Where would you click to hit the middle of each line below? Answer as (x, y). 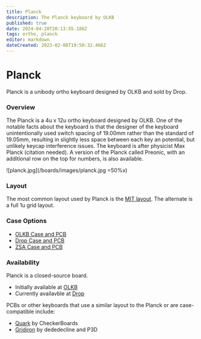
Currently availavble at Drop (50, 293)
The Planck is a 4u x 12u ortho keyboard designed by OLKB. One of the (94, 120)
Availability (23, 262)
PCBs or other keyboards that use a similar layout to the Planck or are (92, 305)
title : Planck (24, 12)
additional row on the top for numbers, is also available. (75, 159)
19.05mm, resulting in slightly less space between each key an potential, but (100, 139)
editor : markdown (28, 40)
